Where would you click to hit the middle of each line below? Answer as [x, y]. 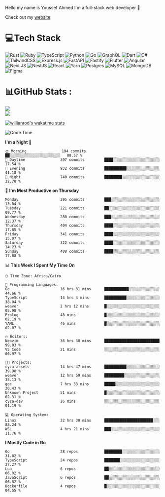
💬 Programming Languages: [32, 285]
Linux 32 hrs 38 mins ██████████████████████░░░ [82, 420]
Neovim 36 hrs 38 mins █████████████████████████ [82, 341]
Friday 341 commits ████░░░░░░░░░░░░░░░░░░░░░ [82, 234]
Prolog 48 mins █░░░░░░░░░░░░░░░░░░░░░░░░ [82, 315]
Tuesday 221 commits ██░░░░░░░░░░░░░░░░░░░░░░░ [82, 208]
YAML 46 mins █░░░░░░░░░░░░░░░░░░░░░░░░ [82, 323]
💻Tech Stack [33, 38]
